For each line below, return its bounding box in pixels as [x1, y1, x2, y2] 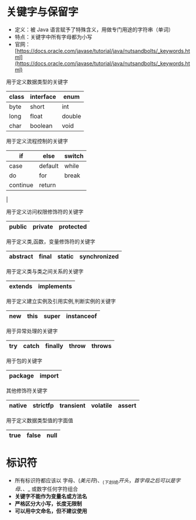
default [39, 161, 59, 170]
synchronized [79, 252, 119, 260]
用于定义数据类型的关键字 [6, 78, 68, 85]
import [39, 372, 59, 380]
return [39, 181, 57, 189]
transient [59, 401, 86, 409]
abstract [9, 252, 34, 260]
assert [118, 401, 137, 409]
